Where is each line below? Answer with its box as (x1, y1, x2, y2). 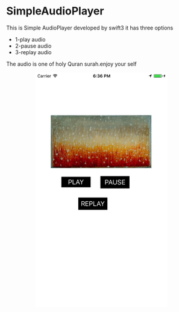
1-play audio (14, 36, 46, 43)
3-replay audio (14, 48, 52, 55)
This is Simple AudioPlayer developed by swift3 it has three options (6, 24, 174, 31)
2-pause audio (14, 42, 52, 49)
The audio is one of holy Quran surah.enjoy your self (6, 60, 137, 67)
